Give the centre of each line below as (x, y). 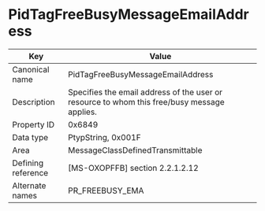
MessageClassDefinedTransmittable (135, 150)
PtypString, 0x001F (105, 137)
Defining (28, 163)
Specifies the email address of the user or (146, 92)
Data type (30, 137)
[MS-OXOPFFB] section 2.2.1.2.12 (133, 168)
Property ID (34, 124)
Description (34, 102)
